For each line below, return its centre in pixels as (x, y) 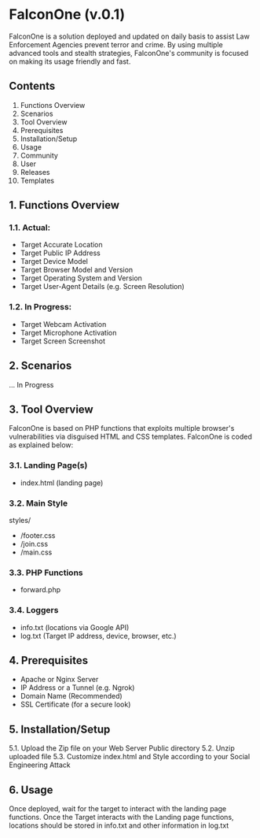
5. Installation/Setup (60, 729)
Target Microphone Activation (68, 332)
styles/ (20, 520)
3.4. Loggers (34, 610)
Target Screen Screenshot (62, 341)
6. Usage (31, 790)
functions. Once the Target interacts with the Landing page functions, (121, 817)
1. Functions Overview (64, 205)
